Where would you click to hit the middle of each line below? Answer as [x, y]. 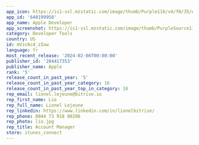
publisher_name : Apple [34, 67]
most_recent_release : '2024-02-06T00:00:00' [62, 56]
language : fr [22, 50]
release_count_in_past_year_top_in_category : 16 [67, 89]
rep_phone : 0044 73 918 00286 [44, 116]
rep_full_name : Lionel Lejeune [45, 105]
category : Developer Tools [39, 34]
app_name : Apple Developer [39, 22]
